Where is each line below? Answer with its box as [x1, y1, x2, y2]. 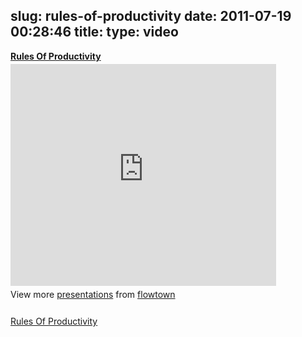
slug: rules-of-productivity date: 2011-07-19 [10, 8, 292, 25]
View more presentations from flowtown [10, 288, 176, 300]
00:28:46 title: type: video [10, 24, 179, 41]
